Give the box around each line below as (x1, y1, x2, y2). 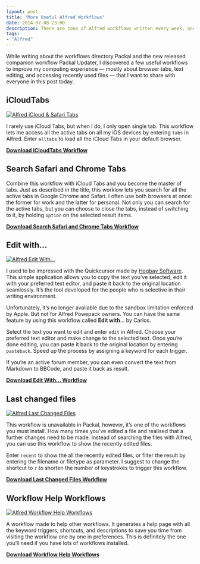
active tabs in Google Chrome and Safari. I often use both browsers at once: (6, 192, 192, 199)
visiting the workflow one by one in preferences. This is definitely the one (6, 533, 186, 540)
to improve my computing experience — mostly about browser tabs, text (6, 65, 184, 72)
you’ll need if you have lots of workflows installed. (6, 540, 129, 547)
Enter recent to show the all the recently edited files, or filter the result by (6, 452, 186, 459)
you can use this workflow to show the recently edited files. (6, 440, 152, 447)
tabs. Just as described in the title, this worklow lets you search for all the (6, 186, 187, 193)
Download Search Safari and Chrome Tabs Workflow (6, 223, 139, 230)
